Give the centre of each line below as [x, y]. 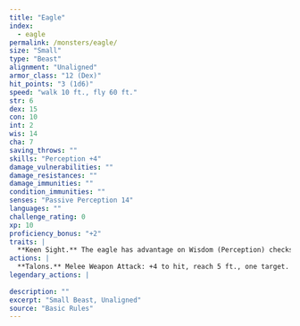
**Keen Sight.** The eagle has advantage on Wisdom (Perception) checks [155, 250]
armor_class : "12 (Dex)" [55, 76]
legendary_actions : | [50, 275]
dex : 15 [24, 109]
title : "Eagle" [37, 17]
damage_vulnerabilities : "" [62, 167]
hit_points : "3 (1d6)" [51, 84]
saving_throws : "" [43, 150]
